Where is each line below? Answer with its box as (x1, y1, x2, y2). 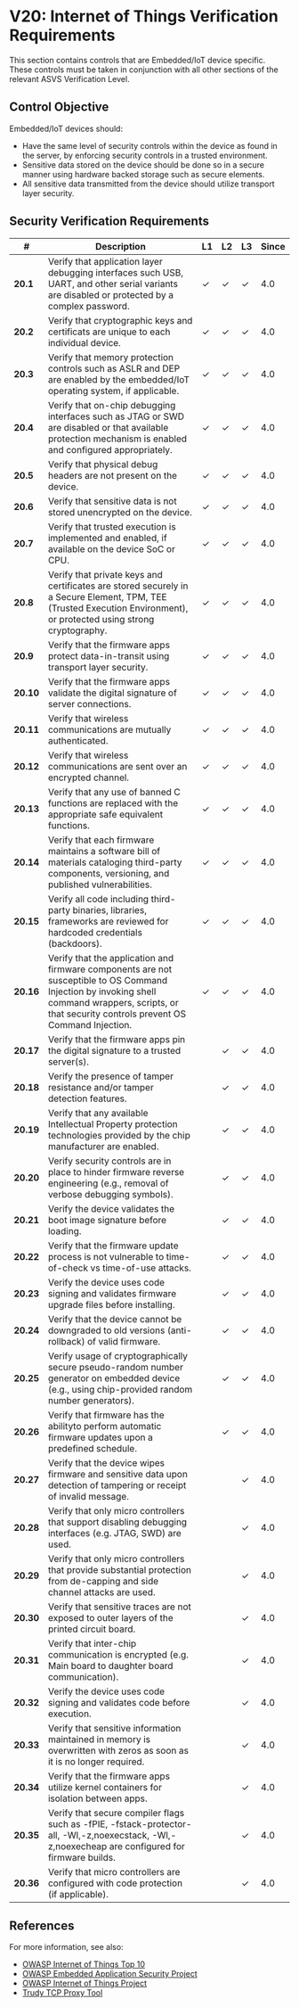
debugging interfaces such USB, (47, 266, 184, 278)
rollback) (47, 1335, 85, 1347)
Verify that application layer (47, 255, 163, 267)
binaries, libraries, (72, 903, 147, 916)
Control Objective (9, 100, 109, 115)
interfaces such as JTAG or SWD (47, 410, 185, 423)
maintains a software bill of (47, 844, 161, 857)
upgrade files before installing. (47, 1298, 175, 1311)
